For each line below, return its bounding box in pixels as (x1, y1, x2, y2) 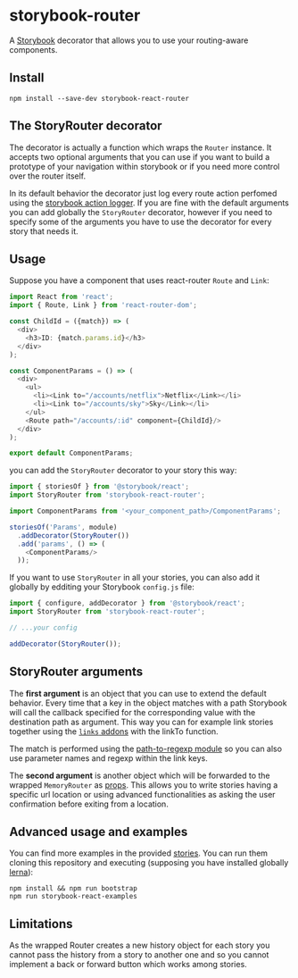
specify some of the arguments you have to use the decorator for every (9, 216, 272, 227)
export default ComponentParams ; (9, 448, 134, 458)
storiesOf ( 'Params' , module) (9, 522, 118, 531)
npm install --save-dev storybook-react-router (9, 94, 190, 103)
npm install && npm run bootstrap (9, 884, 138, 893)
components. (9, 44, 58, 54)
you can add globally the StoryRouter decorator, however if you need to (9, 206, 273, 217)
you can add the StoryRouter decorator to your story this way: (9, 465, 237, 476)
